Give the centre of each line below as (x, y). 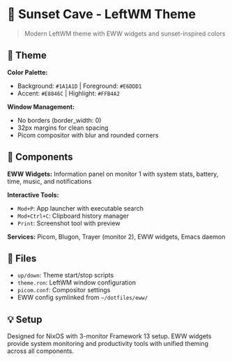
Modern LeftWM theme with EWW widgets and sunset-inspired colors (125, 33)
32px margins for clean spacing (63, 128)
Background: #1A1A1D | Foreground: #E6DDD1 (79, 86)
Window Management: (41, 107)
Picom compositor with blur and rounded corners (88, 135)
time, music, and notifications (49, 181)
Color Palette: (28, 72)
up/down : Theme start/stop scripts (65, 276)
